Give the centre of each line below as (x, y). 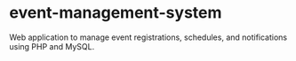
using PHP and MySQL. (52, 46)
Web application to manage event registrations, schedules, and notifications (148, 37)
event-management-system (116, 13)
